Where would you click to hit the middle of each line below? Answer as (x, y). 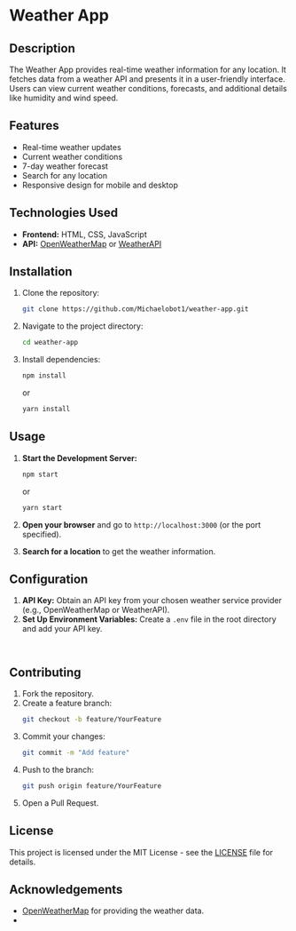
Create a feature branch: (67, 704)
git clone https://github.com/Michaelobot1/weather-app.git (135, 309)
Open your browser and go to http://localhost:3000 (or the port (141, 524)
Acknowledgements (66, 889)
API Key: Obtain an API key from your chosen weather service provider (152, 601)
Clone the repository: (61, 293)
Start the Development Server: (79, 458)
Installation (41, 272)
